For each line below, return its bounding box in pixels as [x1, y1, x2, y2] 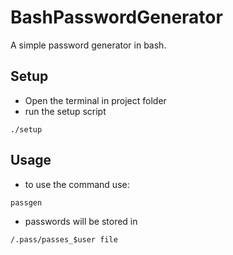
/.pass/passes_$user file [10, 234, 118, 245]
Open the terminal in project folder [24, 94, 167, 106]
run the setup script [24, 105, 107, 117]
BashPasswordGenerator [10, 6, 223, 29]
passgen [10, 197, 43, 208]
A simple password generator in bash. [10, 39, 167, 51]
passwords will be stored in [24, 215, 138, 227]
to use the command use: [24, 178, 130, 190]
